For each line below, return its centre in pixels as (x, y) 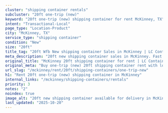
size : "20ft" (19, 47)
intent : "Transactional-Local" (38, 24)
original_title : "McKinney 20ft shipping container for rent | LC (76, 61)
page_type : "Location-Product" (38, 28)
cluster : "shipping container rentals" (47, 10)
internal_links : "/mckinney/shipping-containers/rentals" (67, 79)
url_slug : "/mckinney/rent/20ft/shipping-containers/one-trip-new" (77, 70)
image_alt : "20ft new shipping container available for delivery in (78, 98)
